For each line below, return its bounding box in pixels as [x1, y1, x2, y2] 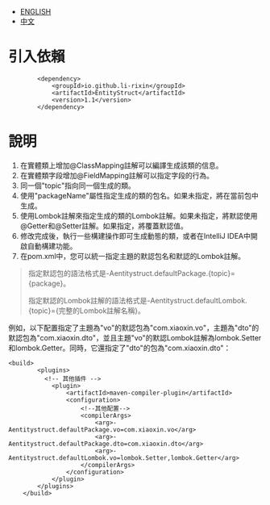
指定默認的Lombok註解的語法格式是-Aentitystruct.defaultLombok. [27, 295, 247, 305]
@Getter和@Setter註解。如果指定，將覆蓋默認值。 [19, 221, 188, 231]
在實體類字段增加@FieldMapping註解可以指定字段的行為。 [19, 170, 214, 180]
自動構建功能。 [27, 241, 77, 251]
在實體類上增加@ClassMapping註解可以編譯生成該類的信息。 [19, 161, 223, 170]
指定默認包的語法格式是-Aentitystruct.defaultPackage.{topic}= [27, 268, 236, 278]
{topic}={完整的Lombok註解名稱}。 [27, 306, 145, 315]
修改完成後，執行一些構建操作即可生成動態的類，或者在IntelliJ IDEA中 [19, 231, 251, 240]
